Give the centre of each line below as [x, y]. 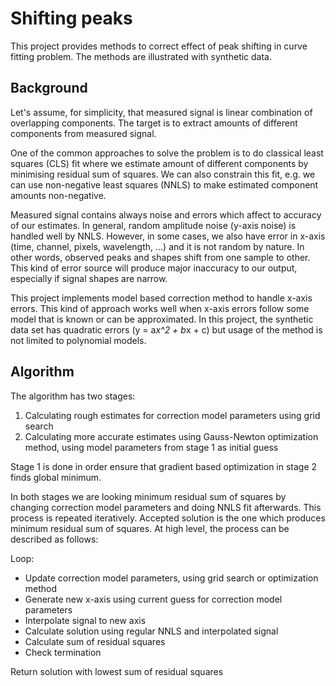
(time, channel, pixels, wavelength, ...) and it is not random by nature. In [157, 246]
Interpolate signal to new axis [85, 620]
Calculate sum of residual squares [95, 641]
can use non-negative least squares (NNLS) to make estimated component [164, 184]
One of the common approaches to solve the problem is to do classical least [167, 153]
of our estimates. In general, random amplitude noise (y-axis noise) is [153, 225]
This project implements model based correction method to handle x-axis [161, 298]
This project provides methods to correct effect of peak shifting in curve [159, 46]
